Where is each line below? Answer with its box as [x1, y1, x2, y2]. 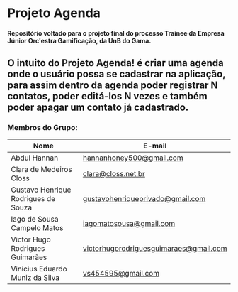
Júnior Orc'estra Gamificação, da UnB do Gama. [7, 36, 152, 45]
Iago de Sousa [11, 215, 59, 225]
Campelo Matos [11, 223, 64, 233]
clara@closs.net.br [82, 169, 145, 179]
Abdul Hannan [11, 153, 59, 163]
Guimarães [11, 252, 47, 262]
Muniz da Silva [11, 273, 60, 283]
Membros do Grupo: [7, 123, 78, 133]
